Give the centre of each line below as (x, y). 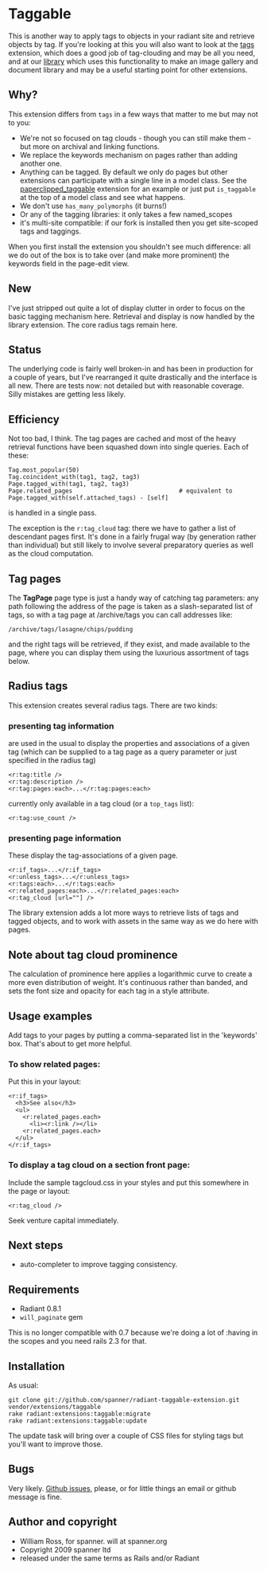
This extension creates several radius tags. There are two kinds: (113, 705)
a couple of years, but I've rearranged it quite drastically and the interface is (133, 377)
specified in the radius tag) (52, 760)
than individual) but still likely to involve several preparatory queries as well (131, 545)
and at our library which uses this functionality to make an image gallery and (133, 61)
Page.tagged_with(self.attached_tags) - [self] (89, 498)
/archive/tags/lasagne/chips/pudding (71, 630)
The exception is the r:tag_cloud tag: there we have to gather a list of (122, 528)
